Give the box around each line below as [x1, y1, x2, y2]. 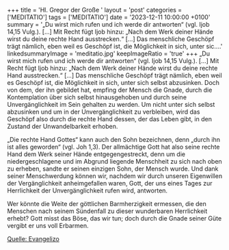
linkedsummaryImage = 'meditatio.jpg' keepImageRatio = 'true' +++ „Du [7, 49, 211, 58]
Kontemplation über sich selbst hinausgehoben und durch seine [7, 93, 187, 101]
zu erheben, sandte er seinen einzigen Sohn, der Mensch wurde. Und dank [7, 164, 219, 173]
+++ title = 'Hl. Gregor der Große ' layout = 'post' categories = [7, 6, 183, 14]
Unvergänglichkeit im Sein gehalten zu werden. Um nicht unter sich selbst [7, 101, 215, 108]
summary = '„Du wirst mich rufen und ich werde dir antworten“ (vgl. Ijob [7, 21, 210, 28]
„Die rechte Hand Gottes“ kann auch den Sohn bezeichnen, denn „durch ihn [7, 136, 221, 143]
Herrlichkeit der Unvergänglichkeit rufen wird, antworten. [7, 186, 168, 195]
